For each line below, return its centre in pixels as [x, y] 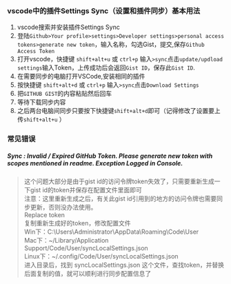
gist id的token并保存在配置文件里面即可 [86, 190]
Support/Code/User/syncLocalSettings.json [86, 248]
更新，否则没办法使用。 [63, 207]
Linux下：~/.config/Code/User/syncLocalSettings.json [101, 256]
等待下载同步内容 [41, 102]
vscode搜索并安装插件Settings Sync [69, 27]
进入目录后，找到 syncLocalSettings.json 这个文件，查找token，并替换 [124, 265]
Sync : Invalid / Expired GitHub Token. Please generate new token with [110, 156]
